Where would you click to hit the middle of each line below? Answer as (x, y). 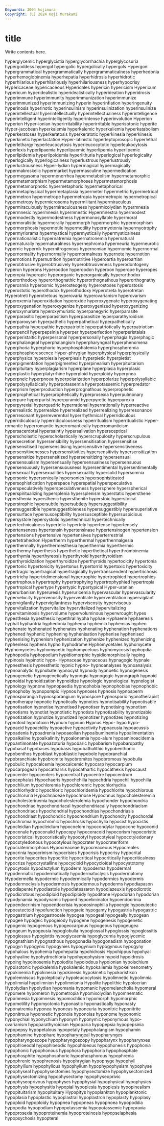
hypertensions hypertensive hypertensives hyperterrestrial (64, 535)
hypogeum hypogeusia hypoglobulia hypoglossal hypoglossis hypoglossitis (81, 931)
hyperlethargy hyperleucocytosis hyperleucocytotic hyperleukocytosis (76, 145)
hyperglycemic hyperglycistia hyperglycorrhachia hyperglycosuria (72, 61)
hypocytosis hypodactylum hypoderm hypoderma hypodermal (68, 868)
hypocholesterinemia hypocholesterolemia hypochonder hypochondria (77, 801)
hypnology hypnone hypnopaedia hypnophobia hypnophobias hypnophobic (82, 686)
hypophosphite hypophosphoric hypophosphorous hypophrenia (70, 1056)
